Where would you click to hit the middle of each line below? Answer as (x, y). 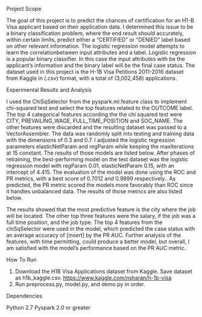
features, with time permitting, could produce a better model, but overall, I (98, 242)
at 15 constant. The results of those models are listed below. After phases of (101, 153)
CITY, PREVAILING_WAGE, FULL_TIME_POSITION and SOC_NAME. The (94, 121)
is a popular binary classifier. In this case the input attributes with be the (96, 59)
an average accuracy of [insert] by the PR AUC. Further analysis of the (94, 235)
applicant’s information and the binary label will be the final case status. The (101, 65)
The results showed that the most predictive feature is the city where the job (101, 210)
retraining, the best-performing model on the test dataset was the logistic (97, 159)
